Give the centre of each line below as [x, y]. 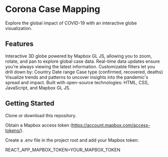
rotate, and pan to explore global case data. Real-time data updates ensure [82, 61]
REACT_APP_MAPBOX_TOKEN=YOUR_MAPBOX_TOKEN [63, 150]
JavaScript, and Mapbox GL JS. [38, 88]
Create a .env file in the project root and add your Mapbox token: [72, 140]
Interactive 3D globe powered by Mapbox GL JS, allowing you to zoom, [78, 56]
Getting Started [30, 103]
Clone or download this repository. [41, 115]
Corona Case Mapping [53, 9]
